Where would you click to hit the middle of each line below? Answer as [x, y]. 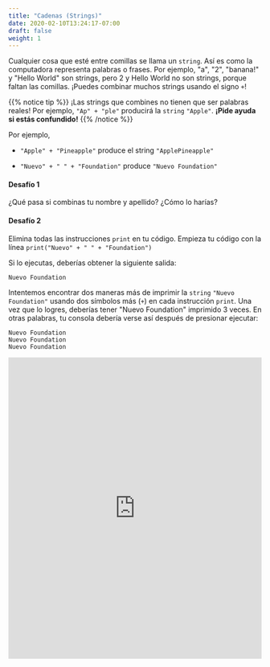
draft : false [30, 31]
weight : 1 [25, 38]
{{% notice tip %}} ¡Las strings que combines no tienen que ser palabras [129, 102]
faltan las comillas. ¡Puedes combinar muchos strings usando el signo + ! [128, 87]
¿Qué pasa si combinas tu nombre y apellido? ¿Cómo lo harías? [113, 203]
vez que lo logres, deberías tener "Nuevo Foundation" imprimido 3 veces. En [135, 309]
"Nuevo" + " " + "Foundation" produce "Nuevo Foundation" [119, 166]
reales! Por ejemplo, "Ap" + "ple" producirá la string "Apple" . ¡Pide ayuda [132, 111]
